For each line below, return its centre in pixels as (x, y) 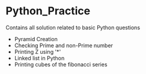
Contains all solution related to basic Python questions (73, 27)
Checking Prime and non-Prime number (64, 45)
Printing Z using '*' (38, 51)
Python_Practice (48, 11)
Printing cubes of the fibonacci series (61, 64)
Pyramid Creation (36, 39)
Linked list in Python (39, 58)
